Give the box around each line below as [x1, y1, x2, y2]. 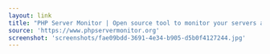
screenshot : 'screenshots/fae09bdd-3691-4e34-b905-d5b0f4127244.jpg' [8, 33, 247, 42]
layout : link [8, 11, 52, 20]
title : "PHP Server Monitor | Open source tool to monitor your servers [8, 19, 257, 27]
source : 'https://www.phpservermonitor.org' [8, 26, 160, 34]
